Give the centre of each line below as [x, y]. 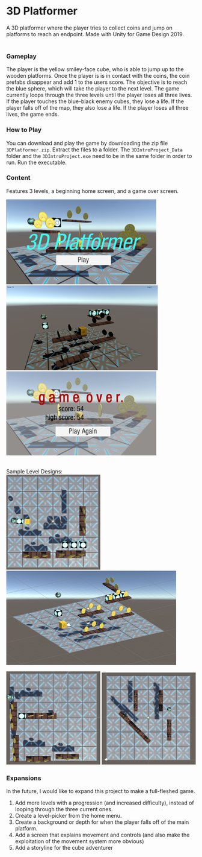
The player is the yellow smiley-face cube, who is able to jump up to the [95, 69]
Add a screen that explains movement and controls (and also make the [102, 835]
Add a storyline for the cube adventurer [64, 847]
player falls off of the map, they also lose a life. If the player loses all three [97, 108]
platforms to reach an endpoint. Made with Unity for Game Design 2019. [95, 34]
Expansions [24, 778]
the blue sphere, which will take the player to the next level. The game [93, 89]
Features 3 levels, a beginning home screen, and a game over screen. [93, 191]
